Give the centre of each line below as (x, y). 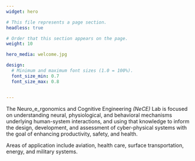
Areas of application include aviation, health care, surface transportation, (95, 145)
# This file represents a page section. (57, 22)
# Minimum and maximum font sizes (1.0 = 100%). (72, 71)
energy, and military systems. (42, 152)
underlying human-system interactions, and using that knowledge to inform (98, 121)
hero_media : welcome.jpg (37, 55)
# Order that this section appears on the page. (67, 38)
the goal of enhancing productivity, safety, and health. (72, 134)
